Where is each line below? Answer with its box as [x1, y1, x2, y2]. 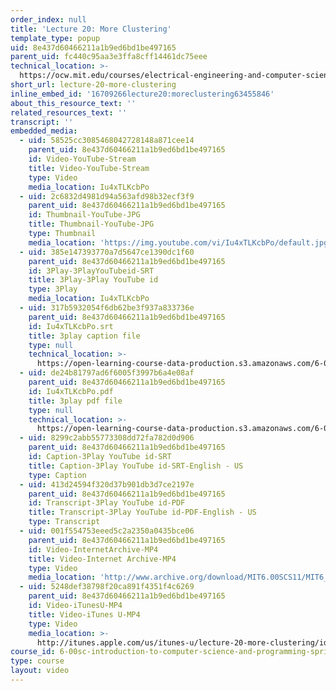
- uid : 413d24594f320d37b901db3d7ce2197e [19, 479, 195, 490]
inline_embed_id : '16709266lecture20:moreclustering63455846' [10, 89, 275, 99]
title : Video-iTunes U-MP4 [28, 609, 141, 620]
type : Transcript [28, 517, 101, 527]
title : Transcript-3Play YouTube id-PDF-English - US [28, 507, 257, 518]
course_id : [10, 647, 56, 657]
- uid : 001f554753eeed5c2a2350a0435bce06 [19, 526, 195, 536]
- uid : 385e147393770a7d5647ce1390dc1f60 [19, 247, 195, 257]
